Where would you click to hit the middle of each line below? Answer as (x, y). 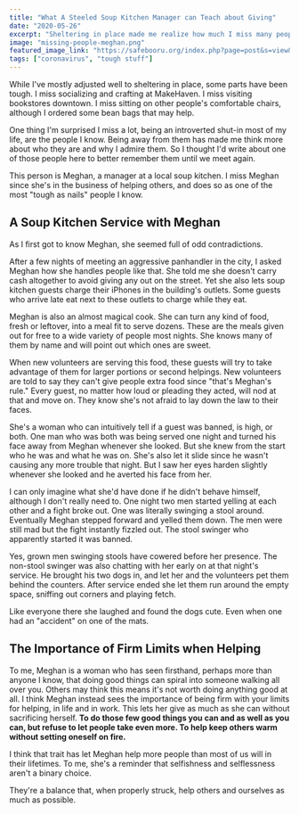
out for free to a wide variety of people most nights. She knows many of (141, 335)
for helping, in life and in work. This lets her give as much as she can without (149, 708)
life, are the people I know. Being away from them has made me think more (146, 140)
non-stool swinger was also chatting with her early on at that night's (134, 565)
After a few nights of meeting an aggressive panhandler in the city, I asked (145, 261)
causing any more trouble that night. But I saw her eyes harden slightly (139, 465)
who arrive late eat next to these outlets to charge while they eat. (128, 299)
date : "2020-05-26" (45, 26)
